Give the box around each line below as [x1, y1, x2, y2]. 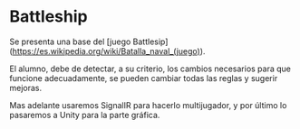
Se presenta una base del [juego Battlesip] [9, 36, 169, 47]
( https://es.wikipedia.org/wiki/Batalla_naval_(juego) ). [9, 45, 206, 56]
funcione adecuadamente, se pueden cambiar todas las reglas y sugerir [9, 72, 278, 83]
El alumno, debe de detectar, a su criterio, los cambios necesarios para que [9, 63, 292, 74]
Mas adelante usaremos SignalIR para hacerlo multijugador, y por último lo [9, 99, 287, 110]
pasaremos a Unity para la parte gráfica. [9, 109, 160, 120]
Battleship [9, 6, 88, 27]
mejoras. [9, 82, 43, 93]
